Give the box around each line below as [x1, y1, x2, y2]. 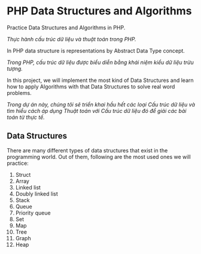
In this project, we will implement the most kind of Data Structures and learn [7, 76, 194, 84]
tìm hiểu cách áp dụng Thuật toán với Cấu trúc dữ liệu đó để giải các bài [7, 107, 187, 114]
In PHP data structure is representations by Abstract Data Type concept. [7, 47, 185, 54]
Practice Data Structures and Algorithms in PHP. [7, 24, 126, 31]
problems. [7, 89, 32, 96]
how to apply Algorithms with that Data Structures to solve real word [7, 82, 175, 90]
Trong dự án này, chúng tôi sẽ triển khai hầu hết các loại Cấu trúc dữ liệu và [7, 100, 196, 108]
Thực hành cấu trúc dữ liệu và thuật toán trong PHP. [7, 35, 136, 42]
